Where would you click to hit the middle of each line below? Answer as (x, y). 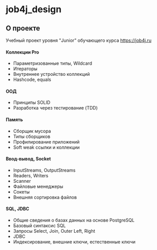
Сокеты (21, 191)
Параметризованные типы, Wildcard (53, 63)
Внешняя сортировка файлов (45, 197)
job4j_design (34, 9)
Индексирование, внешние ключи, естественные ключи (74, 242)
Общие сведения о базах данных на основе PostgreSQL (74, 220)
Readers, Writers (31, 175)
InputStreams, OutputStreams (44, 170)
